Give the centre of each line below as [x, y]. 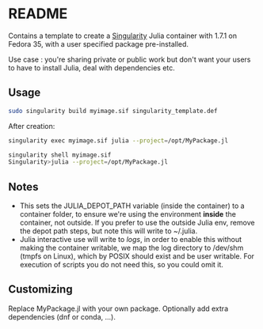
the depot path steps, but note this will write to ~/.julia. [109, 231]
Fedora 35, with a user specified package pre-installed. [98, 43]
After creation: [32, 126]
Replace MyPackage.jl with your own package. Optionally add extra [118, 308]
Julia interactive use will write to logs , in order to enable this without [131, 240]
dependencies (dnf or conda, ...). [62, 316]
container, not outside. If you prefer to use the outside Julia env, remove [137, 223]
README [38, 14]
